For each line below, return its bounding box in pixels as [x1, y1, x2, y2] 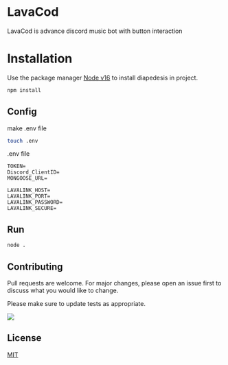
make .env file [7, 124, 47, 132]
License [7, 332, 42, 344]
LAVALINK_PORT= [7, 193, 51, 200]
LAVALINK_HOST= [7, 187, 51, 194]
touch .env [7, 137, 38, 144]
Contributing [7, 261, 63, 272]
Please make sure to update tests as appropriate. [7, 299, 146, 307]
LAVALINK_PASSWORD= [7, 199, 63, 206]
